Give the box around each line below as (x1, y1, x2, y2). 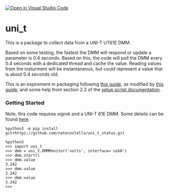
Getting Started (5, 99, 45, 106)
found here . (5, 116, 30, 123)
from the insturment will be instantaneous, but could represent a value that (5, 65, 163, 71)
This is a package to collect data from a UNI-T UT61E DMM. (5, 39, 131, 45)
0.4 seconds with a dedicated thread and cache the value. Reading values (5, 60, 162, 66)
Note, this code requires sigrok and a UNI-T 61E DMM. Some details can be (5, 111, 164, 117)
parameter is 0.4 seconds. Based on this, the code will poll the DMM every (5, 55, 163, 61)
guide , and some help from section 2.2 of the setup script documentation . (5, 86, 161, 92)
